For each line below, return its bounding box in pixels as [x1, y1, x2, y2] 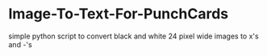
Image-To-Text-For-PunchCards [8, 5, 228, 23]
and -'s [8, 39, 32, 49]
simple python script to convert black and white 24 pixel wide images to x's [8, 31, 260, 41]
